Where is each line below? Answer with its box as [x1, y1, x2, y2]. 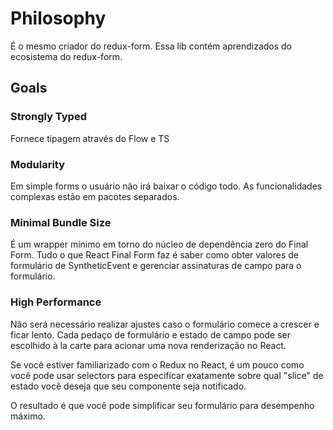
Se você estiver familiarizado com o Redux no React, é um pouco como [10, 358, 305, 371]
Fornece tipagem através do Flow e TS [10, 132, 170, 144]
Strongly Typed [10, 110, 87, 124]
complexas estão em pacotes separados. [10, 190, 180, 202]
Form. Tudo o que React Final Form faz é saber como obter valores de [10, 249, 299, 261]
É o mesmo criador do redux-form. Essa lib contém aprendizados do [10, 40, 293, 52]
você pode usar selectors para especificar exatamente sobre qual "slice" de [10, 369, 324, 381]
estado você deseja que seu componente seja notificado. [10, 380, 247, 392]
